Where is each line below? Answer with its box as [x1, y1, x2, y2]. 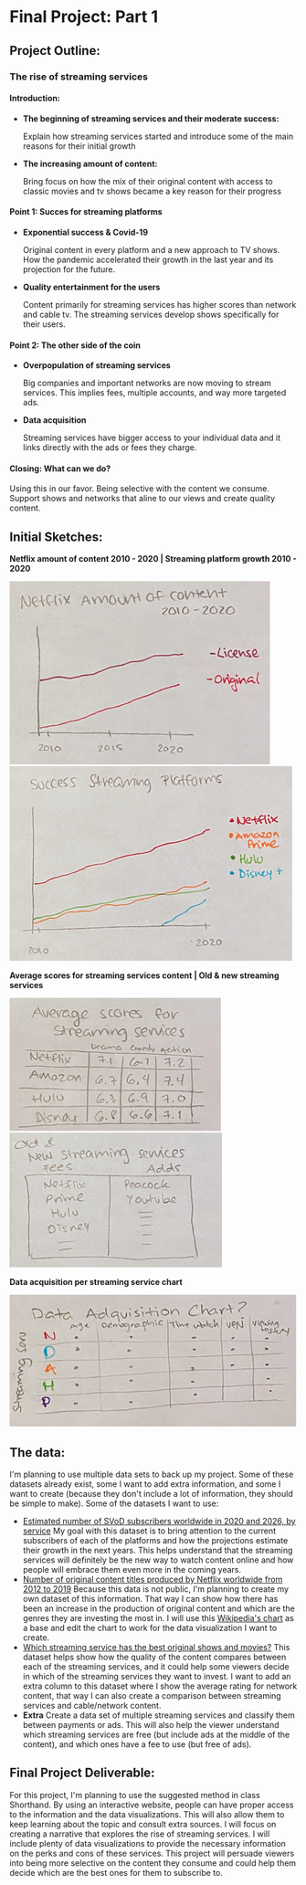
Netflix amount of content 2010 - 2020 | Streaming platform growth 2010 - [9, 553, 297, 564]
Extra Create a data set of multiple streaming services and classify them [22, 1710, 295, 1721]
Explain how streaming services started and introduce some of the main [22, 131, 294, 142]
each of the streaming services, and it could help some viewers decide [22, 1660, 290, 1672]
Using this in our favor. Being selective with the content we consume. [9, 483, 270, 494]
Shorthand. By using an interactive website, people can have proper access [9, 1799, 294, 1810]
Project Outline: [9, 43, 100, 58]
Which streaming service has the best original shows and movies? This [22, 1641, 290, 1652]
